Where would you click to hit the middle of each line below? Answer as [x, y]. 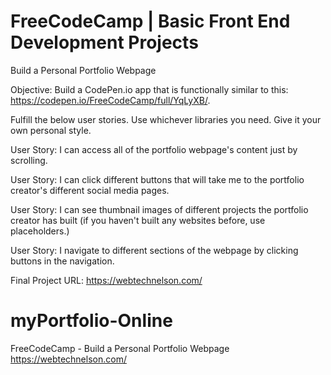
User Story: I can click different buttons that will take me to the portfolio [157, 179]
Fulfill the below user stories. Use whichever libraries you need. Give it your [166, 119]
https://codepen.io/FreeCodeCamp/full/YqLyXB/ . [110, 100]
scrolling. [29, 160]
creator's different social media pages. [90, 190]
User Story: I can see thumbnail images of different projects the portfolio [159, 209]
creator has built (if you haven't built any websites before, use [138, 220]
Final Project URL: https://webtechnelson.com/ [106, 280]
